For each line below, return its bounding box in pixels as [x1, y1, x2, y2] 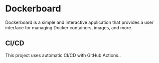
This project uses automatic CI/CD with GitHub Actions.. [5, 52, 121, 58]
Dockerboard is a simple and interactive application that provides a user [5, 19, 154, 25]
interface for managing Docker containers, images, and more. [5, 24, 133, 30]
